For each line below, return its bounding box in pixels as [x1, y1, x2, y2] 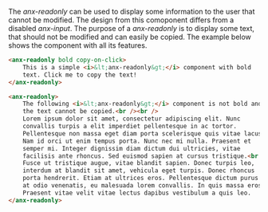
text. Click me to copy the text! [22, 71, 137, 79]
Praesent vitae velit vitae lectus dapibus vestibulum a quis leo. [22, 189, 251, 197]
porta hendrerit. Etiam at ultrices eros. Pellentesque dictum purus [22, 175, 259, 183]
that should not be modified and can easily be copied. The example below [8, 32, 251, 41]
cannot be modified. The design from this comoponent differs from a [8, 15, 235, 25]
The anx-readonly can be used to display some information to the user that [8, 7, 255, 16]
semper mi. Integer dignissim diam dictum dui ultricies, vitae [22, 144, 241, 152]
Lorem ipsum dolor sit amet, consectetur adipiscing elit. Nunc [22, 115, 241, 123]
